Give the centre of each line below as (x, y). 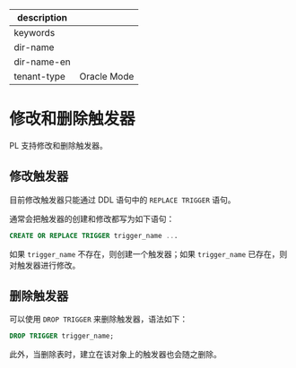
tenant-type (39, 77)
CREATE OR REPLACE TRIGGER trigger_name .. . (94, 235)
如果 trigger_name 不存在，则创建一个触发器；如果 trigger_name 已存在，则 (148, 253)
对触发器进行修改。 (45, 265)
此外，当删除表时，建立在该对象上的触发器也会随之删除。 (115, 355)
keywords (35, 33)
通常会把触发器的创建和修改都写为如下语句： (92, 218)
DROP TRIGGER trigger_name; (62, 336)
